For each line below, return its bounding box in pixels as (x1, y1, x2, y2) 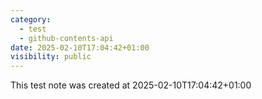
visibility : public (10, 52, 92, 62)
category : (10, 14, 52, 25)
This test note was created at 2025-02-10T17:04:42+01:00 (10, 79, 252, 91)
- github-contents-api (19, 33, 114, 43)
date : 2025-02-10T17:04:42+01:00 (10, 42, 150, 53)
